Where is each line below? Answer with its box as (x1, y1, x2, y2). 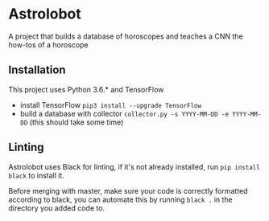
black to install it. (8, 170, 64, 180)
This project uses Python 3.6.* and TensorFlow (8, 84, 164, 94)
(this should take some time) (29, 117, 124, 127)
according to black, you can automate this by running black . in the (8, 194, 234, 204)
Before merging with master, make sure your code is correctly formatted (8, 186, 248, 195)
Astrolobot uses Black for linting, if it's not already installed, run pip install (8, 162, 260, 171)
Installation (8, 63, 66, 77)
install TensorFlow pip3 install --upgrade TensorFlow (19, 100, 202, 109)
